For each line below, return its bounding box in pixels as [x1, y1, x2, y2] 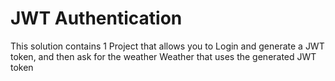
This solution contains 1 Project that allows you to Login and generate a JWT [10, 40, 325, 52]
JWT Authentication [10, 7, 183, 30]
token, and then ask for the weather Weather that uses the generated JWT [10, 50, 317, 62]
